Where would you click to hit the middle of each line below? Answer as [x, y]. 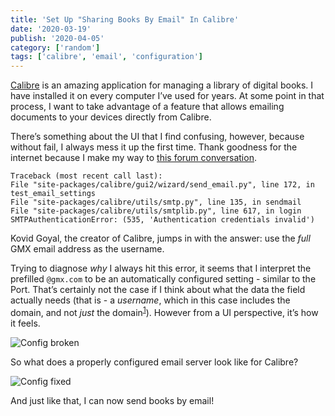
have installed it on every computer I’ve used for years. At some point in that [167, 96]
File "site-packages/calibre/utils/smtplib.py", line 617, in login [156, 211]
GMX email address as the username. [87, 249]
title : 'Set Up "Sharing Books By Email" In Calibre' [125, 19]
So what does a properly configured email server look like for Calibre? [154, 362]
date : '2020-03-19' [51, 29]
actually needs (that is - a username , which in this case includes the [150, 300]
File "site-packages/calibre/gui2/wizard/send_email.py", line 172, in [162, 185]
